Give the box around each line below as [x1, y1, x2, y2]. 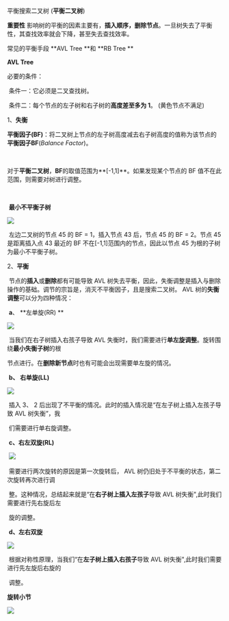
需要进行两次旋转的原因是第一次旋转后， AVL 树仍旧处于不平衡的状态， [8, 467, 210, 475]
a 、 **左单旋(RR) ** [8, 308, 64, 316]
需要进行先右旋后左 [7, 499, 62, 507]
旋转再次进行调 [12, 476, 55, 483]
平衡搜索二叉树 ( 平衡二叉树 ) [7, 7, 85, 14]
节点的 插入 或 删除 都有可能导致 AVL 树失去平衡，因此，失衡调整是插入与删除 [8, 277, 221, 285]
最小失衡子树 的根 [13, 344, 62, 352]
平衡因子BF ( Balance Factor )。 [7, 139, 92, 147]
